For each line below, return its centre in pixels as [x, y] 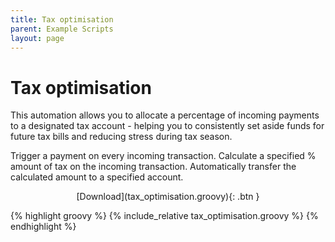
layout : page [37, 38]
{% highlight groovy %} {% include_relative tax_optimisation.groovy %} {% [164, 216]
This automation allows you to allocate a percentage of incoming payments [165, 115]
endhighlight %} [43, 227]
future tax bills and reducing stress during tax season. [121, 137]
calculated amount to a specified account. [97, 177]
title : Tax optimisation [62, 19]
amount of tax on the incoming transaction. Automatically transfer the [153, 167]
